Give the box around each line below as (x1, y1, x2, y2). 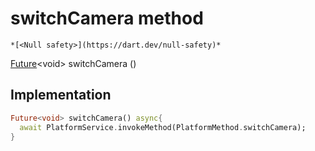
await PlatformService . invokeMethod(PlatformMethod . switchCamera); (19, 122, 307, 132)
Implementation (10, 87, 112, 104)
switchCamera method (10, 7, 204, 30)
